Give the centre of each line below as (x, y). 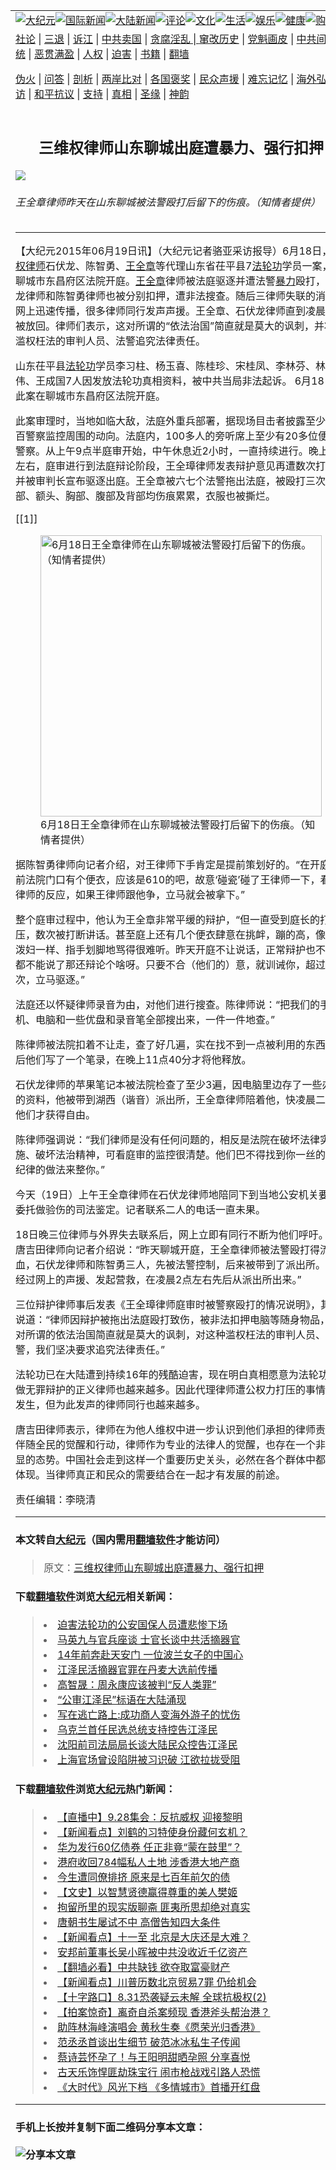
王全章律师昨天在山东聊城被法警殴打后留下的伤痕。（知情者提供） (168, 202)
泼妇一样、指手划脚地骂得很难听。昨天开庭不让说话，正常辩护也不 (171, 950)
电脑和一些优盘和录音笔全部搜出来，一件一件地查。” (155, 1020)
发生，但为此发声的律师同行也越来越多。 (111, 1405)
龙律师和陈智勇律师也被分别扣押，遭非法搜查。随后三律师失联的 (166, 296)
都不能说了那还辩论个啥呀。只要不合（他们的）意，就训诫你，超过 (171, 965)
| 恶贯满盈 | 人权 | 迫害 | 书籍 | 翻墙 (109, 54)
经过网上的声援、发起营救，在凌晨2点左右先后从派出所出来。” (158, 1280)
